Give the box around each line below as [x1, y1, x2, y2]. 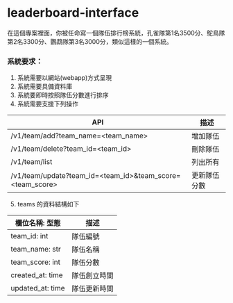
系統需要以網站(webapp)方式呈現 [17, 74, 112, 82]
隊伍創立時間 [71, 271, 114, 281]
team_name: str [10, 245, 61, 254]
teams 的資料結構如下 [17, 200, 80, 208]
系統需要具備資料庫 [17, 82, 73, 91]
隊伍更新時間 [71, 284, 114, 293]
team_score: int [10, 257, 61, 267]
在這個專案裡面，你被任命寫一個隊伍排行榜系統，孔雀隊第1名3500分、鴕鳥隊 [7, 28, 225, 37]
